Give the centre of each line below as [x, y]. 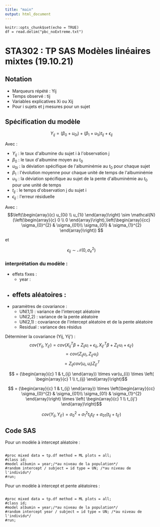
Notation [19, 79]
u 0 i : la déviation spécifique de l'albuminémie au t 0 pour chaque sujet [81, 167]
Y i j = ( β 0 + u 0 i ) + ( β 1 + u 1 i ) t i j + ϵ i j [81, 134]
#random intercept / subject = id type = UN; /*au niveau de [68, 468]
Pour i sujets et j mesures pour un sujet [51, 106]
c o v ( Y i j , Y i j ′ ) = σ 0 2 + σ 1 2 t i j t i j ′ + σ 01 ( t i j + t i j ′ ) [81, 414]
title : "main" [19, 9]
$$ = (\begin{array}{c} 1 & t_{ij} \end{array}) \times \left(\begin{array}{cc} [81, 388]
